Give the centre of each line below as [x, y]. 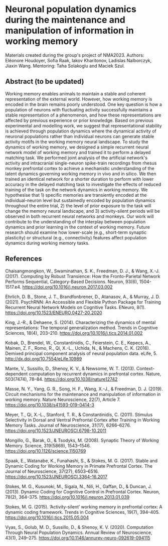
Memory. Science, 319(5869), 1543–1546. [48, 446]
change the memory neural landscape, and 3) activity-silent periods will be [83, 211]
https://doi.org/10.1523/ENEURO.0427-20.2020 [54, 313]
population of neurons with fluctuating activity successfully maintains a [79, 109]
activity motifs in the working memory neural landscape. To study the [77, 142]
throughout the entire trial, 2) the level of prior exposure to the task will [78, 206]
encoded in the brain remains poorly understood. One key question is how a [83, 104]
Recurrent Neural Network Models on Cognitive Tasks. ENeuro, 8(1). [75, 307]
